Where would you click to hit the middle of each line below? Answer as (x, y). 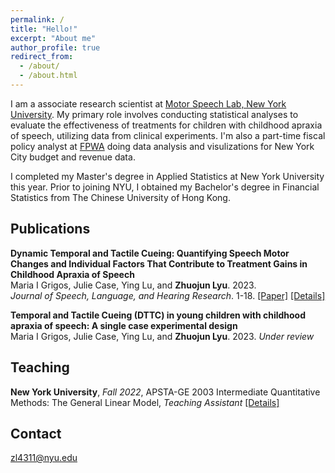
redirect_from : (42, 57)
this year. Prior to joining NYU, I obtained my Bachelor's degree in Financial (165, 187)
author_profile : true (55, 47)
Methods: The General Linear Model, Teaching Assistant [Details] (145, 402)
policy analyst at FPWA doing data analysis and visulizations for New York (162, 146)
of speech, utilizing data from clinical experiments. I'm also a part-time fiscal (168, 135)
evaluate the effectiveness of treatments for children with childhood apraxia (166, 125)
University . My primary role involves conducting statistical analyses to (154, 114)
